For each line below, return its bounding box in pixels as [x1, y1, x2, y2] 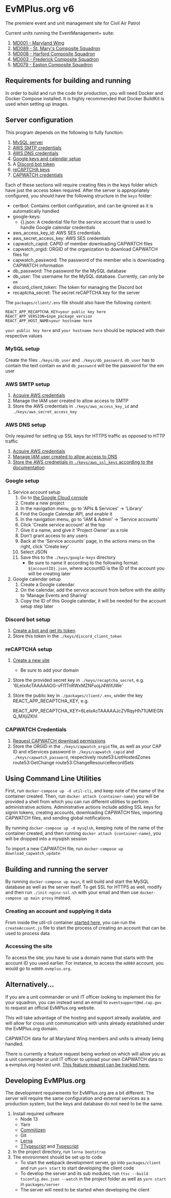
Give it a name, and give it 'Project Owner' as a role [20, 527, 129, 533]
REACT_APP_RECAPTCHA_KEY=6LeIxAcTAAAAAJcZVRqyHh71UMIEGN [12, 708, 163, 714]
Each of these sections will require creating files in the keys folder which [5, 182, 158, 188]
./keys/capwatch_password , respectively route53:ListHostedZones [12, 754, 151, 760]
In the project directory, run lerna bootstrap [12, 1149, 106, 1155]
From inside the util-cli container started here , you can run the [5, 919, 136, 925]
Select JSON [20, 548, 47, 555]
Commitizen [20, 1127, 46, 1133]
